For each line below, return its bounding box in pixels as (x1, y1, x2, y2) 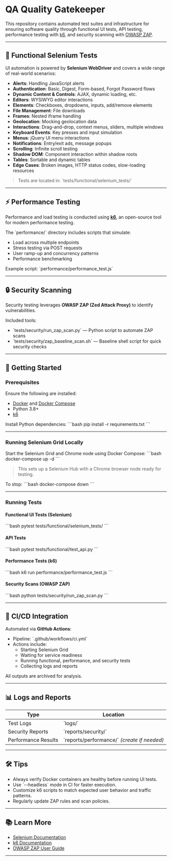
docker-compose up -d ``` (5, 456, 60, 462)
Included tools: (5, 317, 37, 324)
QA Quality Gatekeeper (5, 4, 105, 15)
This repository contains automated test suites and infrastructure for (5, 21, 149, 27)
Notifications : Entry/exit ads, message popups (12, 140, 112, 146)
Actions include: (12, 641, 47, 647)
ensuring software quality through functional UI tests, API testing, (5, 26, 143, 32)
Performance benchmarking (12, 256, 73, 262)
